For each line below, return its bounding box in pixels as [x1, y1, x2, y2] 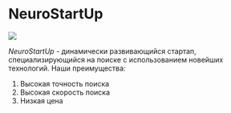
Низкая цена [19, 95, 63, 105]
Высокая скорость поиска [19, 87, 111, 97]
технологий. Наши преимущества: [8, 63, 126, 73]
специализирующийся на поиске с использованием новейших [8, 54, 224, 64]
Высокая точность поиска [19, 79, 110, 88]
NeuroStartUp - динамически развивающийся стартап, [8, 46, 197, 56]
